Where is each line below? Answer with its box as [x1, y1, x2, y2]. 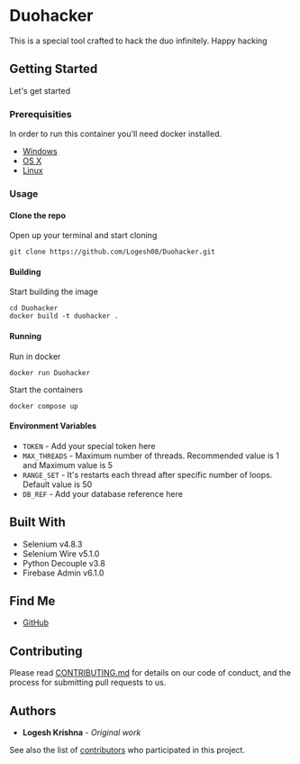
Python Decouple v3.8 [22, 557, 105, 568]
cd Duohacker [9, 304, 59, 313]
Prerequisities [9, 107, 72, 120]
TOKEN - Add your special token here [22, 440, 156, 451]
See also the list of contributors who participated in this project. [9, 745, 246, 756]
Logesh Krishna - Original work [22, 727, 141, 738]
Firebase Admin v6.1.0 [22, 567, 105, 578]
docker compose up [9, 401, 78, 410]
